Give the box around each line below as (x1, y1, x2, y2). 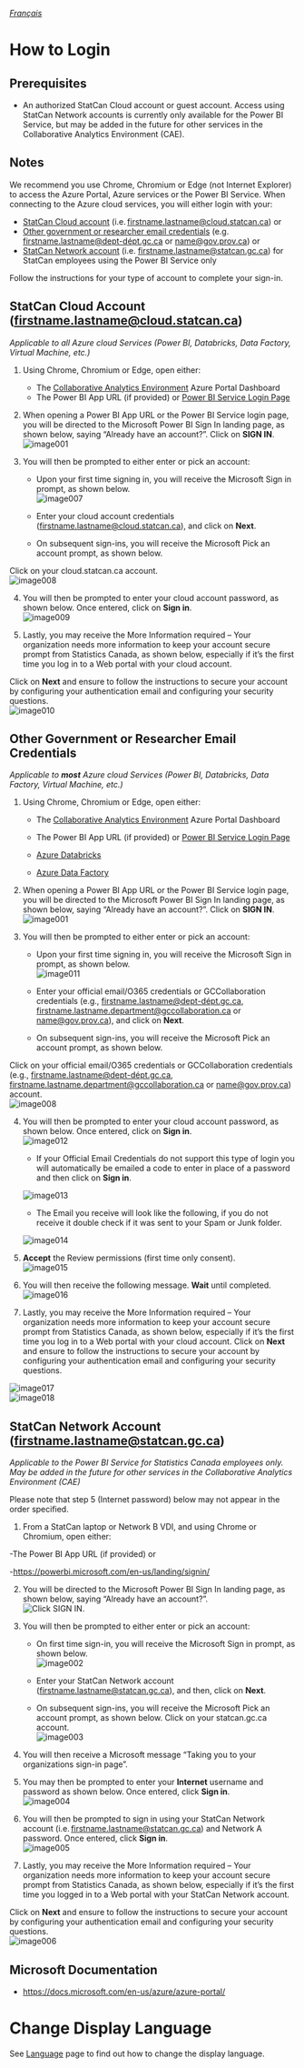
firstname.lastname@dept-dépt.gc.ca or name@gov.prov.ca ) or (22, 236, 260, 246)
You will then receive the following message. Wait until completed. (22, 1280, 272, 1290)
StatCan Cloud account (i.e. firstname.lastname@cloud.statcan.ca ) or (22, 216, 282, 226)
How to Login (9, 40, 111, 60)
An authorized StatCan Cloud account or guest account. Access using (22, 100, 285, 110)
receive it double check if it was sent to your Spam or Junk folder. (35, 1218, 283, 1229)
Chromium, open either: (22, 1531, 112, 1542)
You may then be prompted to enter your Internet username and (22, 1777, 264, 1788)
